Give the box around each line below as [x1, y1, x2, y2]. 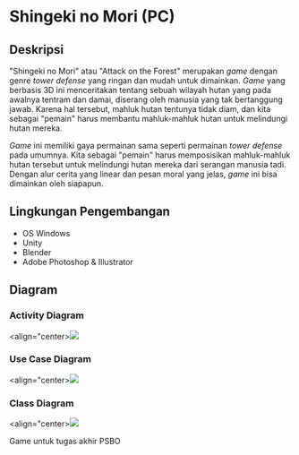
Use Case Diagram [9, 353, 92, 365]
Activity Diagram [9, 309, 85, 322]
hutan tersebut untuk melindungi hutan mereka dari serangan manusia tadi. [9, 159, 286, 169]
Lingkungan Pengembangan [9, 204, 170, 219]
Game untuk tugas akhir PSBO [9, 436, 121, 447]
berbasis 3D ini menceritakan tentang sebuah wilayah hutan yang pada [9, 85, 271, 95]
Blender [21, 246, 52, 257]
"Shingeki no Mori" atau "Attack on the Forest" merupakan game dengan [9, 65, 278, 76]
